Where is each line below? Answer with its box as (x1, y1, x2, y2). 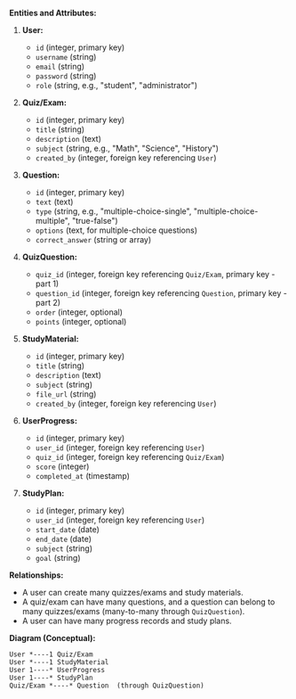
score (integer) (35, 461, 90, 472)
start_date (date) (35, 524, 100, 534)
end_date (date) (35, 534, 92, 544)
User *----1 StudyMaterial (9, 658, 109, 667)
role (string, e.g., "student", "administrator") (35, 80, 198, 90)
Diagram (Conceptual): (9, 633, 96, 643)
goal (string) (35, 553, 82, 563)
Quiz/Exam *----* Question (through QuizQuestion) (9, 681, 204, 690)
